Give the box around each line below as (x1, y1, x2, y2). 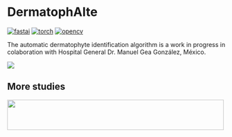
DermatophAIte (7, 4, 98, 20)
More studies (7, 81, 66, 93)
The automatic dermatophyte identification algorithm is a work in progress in (7, 40, 226, 48)
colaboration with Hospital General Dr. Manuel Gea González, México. (7, 48, 206, 56)
